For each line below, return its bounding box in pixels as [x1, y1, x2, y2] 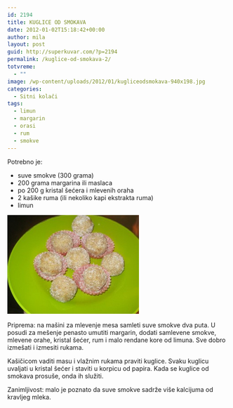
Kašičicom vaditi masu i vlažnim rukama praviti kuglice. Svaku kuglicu [7, 357, 209, 365]
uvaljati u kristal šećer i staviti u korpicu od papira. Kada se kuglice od [7, 364, 209, 372]
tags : [7, 100, 23, 107]
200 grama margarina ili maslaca [17, 178, 113, 187]
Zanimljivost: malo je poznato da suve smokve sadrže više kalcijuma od [7, 385, 214, 393]
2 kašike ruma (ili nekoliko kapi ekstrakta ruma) [17, 193, 154, 202]
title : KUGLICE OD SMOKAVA [7, 18, 86, 26]
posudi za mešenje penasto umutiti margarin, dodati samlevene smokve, [7, 328, 216, 336]
